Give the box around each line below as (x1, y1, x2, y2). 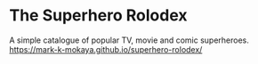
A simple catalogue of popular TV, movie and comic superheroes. (9, 35, 249, 45)
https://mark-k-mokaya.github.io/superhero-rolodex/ (9, 44, 203, 54)
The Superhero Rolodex (9, 5, 188, 26)
